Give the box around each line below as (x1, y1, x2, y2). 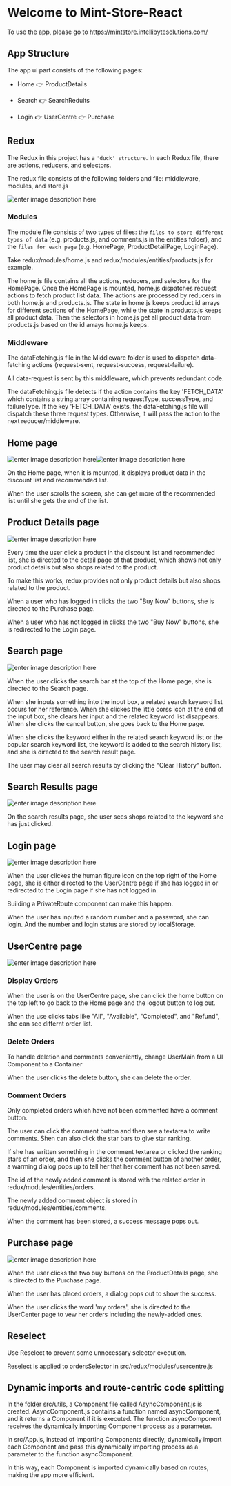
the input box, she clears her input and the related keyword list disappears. (7, 712, 220, 721)
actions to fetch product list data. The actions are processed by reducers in (7, 291, 221, 300)
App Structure (7, 48, 70, 59)
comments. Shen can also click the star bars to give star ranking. (7, 1134, 192, 1142)
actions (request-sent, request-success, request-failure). (32, 361, 194, 369)
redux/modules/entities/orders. (7, 1182, 96, 1191)
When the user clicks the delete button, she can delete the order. (7, 1073, 192, 1082)
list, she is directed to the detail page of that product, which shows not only (7, 556, 221, 564)
